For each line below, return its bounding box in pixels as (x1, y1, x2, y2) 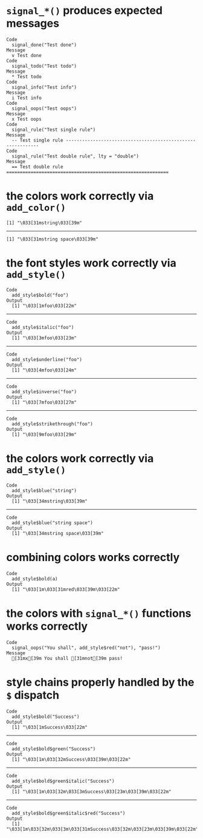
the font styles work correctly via (6, 256, 176, 270)
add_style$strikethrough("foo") (11, 421, 94, 427)
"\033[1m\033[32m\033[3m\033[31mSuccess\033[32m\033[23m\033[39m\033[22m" (6, 826, 199, 832)
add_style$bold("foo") (11, 292, 69, 298)
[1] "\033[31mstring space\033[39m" (6, 236, 98, 242)
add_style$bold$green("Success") (11, 746, 96, 752)
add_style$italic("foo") (11, 324, 74, 330)
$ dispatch (6, 688, 59, 702)
